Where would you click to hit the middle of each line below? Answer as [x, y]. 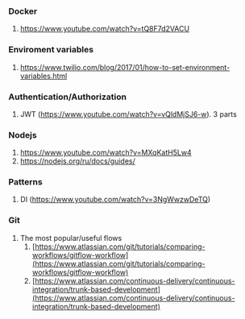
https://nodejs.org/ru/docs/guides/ [77, 161]
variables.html [44, 76]
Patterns [25, 182]
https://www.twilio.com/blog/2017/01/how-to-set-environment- [125, 67]
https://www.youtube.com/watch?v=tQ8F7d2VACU [105, 29]
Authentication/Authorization [68, 97]
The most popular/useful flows [71, 238]
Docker [23, 11]
